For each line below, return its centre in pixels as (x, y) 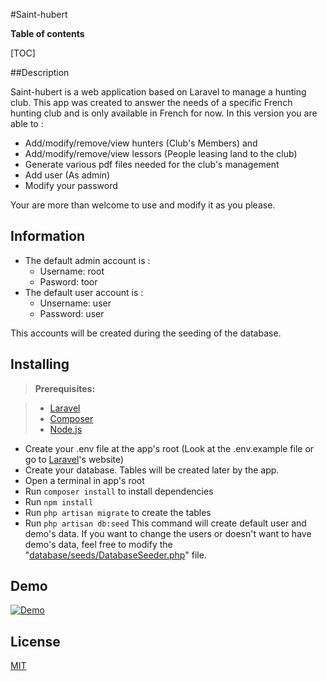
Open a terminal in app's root (84, 480)
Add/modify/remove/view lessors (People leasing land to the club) (161, 153)
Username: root (72, 271)
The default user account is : (84, 292)
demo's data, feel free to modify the (98, 544)
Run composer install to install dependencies (119, 491)
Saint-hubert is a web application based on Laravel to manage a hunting (158, 92)
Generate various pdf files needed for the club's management (152, 164)
